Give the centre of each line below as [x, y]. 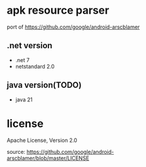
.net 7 [22, 60]
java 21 [24, 100]
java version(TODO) [44, 85]
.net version [29, 46]
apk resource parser [58, 10]
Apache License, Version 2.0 [42, 140]
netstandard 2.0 [35, 66]
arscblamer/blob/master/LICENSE [48, 158]
